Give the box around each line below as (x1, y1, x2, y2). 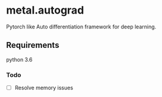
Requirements (6, 40, 59, 50)
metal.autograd (6, 4, 84, 17)
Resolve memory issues (14, 84, 74, 92)
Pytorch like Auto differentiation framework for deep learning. (6, 23, 157, 30)
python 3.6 (6, 56, 33, 63)
